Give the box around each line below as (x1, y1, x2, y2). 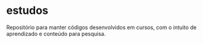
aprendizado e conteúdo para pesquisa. (6, 30, 106, 37)
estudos (6, 4, 48, 18)
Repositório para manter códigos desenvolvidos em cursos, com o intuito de (6, 24, 197, 31)
